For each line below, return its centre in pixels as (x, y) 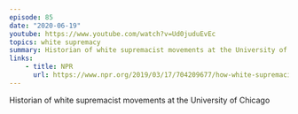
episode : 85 (31, 17)
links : (21, 58)
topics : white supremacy (55, 42)
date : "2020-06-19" (45, 26)
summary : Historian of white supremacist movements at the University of (149, 50)
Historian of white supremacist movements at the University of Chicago (140, 100)
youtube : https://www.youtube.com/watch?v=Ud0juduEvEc (113, 34)
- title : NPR (49, 67)
